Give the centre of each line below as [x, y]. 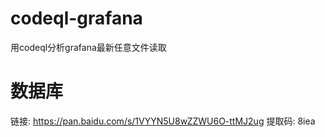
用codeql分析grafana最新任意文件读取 [88, 47]
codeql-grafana [76, 18]
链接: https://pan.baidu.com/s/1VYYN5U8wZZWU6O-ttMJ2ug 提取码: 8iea [163, 121]
